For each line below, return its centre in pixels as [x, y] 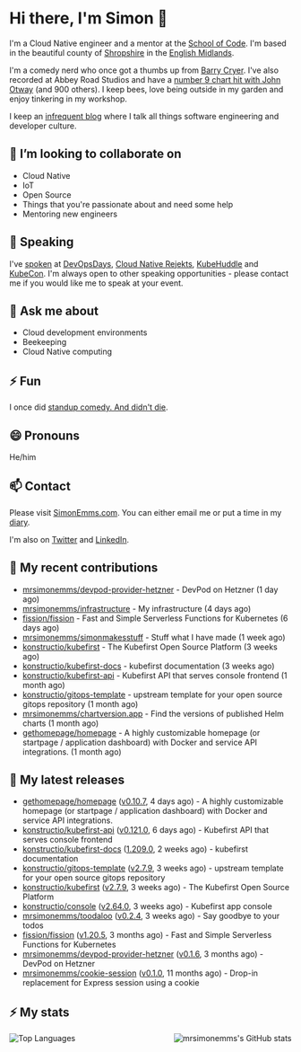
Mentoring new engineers [70, 214]
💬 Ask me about [54, 310]
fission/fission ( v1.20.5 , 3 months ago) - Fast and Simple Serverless [147, 935]
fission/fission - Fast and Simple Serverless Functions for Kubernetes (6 [155, 618]
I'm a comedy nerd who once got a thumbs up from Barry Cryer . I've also [144, 70]
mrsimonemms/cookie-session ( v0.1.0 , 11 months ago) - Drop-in [140, 973]
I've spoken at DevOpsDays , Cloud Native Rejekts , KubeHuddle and [134, 263]
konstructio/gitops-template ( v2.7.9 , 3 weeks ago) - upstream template [153, 868]
